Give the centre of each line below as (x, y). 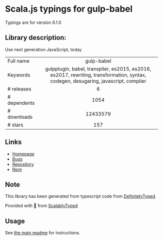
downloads (20, 117)
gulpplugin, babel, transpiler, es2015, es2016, (98, 69)
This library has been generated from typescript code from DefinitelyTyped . (81, 196)
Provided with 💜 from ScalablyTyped (41, 206)
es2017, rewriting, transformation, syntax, (98, 75)
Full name (19, 61)
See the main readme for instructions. (43, 233)
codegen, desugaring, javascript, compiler (98, 81)
